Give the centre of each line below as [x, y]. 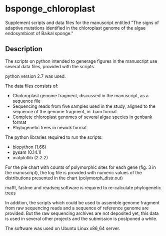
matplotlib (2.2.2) [30, 157]
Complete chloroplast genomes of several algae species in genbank [82, 117]
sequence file [26, 101]
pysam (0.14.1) [27, 152]
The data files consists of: [32, 86]
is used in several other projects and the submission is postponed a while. [81, 218]
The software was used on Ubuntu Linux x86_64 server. [63, 228]
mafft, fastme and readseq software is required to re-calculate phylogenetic [83, 187]
